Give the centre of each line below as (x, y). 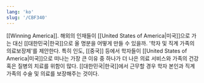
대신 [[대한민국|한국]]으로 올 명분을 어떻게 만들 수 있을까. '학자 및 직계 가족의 (104, 43)
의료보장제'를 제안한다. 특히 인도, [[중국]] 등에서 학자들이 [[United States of (97, 51)
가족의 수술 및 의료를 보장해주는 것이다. (53, 73)
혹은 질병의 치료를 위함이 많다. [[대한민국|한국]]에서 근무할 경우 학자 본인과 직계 (101, 66)
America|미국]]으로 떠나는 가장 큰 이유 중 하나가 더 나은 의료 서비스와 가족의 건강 (103, 58)
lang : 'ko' (20, 12)
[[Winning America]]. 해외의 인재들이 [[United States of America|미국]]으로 (98, 35)
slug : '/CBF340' (27, 18)
